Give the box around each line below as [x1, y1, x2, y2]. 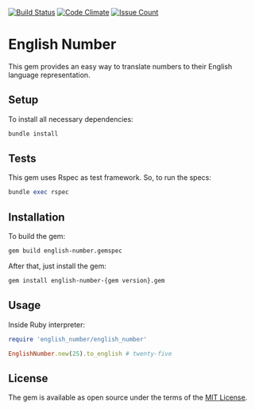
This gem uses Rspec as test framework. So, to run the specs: [8, 173, 212, 182]
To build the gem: [8, 232, 66, 241]
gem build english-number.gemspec [8, 247, 123, 255]
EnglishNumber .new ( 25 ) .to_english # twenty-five [8, 349, 172, 357]
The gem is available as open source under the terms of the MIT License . [8, 392, 248, 402]
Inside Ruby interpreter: [8, 319, 86, 330]
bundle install [8, 130, 59, 138]
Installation [8, 210, 65, 224]
